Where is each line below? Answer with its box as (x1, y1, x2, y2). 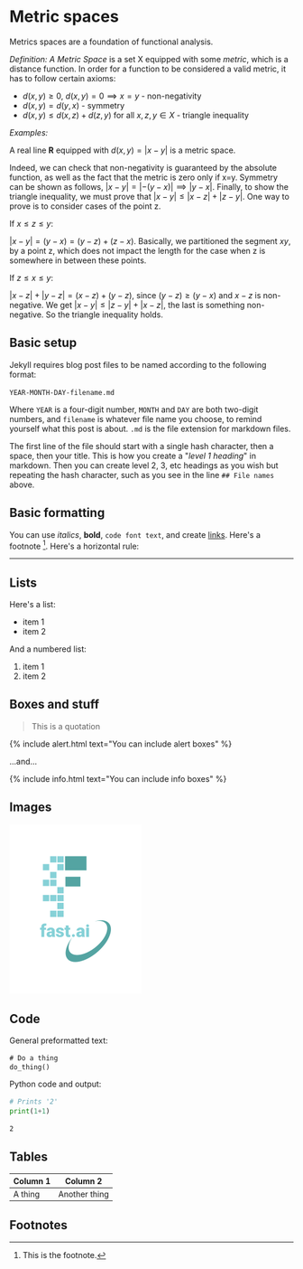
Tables (9, 1149, 48, 1164)
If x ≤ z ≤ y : (9, 218, 54, 229)
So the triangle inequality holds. (45, 309, 164, 320)
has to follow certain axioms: (9, 72, 116, 83)
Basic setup (9, 335, 78, 351)
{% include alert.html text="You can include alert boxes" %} (9, 738, 233, 749)
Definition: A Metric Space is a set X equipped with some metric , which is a (9, 53, 289, 64)
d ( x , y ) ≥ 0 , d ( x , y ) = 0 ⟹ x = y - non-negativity (22, 90, 202, 101)
